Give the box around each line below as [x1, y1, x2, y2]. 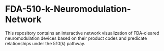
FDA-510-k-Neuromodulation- [5, 3, 131, 15]
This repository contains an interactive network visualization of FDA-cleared [5, 30, 160, 36]
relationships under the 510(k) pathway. [5, 40, 85, 46]
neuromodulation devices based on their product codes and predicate [5, 35, 147, 41]
